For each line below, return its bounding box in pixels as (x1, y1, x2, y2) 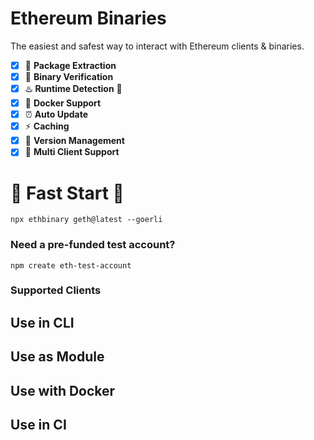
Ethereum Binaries (10, 7, 167, 30)
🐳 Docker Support (24, 97, 102, 109)
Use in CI (10, 417, 67, 434)
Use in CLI (10, 314, 75, 331)
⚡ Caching (24, 120, 70, 132)
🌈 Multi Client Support (24, 146, 120, 158)
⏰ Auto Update (24, 108, 89, 121)
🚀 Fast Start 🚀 (10, 182, 125, 204)
